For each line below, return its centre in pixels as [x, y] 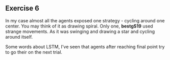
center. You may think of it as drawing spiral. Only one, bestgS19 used [79, 26]
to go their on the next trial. [34, 52]
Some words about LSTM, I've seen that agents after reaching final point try [85, 47]
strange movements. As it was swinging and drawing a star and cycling [80, 31]
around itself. [19, 37]
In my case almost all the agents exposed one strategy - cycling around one [85, 20]
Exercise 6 [22, 8]
